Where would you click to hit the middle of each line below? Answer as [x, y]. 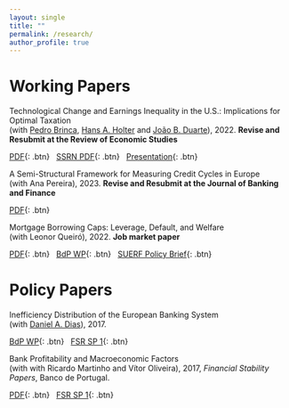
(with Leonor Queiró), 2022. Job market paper [95, 237]
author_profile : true [49, 42]
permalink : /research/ [51, 34]
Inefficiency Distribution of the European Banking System [114, 315]
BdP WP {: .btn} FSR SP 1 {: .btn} [69, 342]
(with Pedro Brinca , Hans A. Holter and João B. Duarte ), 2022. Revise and [144, 130]
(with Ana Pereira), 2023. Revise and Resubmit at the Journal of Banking [144, 184]
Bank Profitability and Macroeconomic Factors [94, 359]
